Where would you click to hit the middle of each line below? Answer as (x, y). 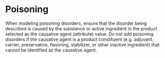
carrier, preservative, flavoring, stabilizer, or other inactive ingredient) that (82, 44)
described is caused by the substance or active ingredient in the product (81, 28)
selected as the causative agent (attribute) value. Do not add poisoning (79, 34)
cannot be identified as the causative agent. (51, 50)
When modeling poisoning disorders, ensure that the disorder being (76, 23)
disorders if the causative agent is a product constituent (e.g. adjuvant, (79, 39)
